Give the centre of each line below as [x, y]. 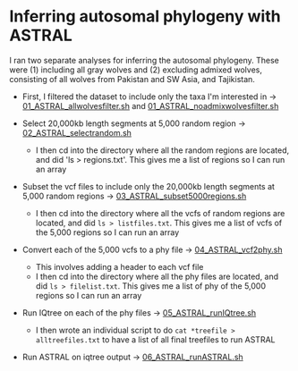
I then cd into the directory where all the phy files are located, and [157, 276]
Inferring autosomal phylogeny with [145, 17]
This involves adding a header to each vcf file [119, 266]
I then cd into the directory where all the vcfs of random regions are [160, 213]
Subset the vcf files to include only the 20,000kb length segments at [149, 186]
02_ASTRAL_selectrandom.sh [77, 132]
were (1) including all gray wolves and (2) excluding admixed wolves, [136, 70]
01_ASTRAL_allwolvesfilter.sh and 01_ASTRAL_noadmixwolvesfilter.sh [150, 105]
